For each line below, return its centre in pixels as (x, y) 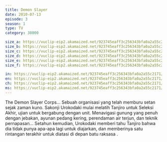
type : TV (14, 28)
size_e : (13, 60)
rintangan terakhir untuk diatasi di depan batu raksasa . (62, 134)
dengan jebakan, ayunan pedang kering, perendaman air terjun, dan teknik (82, 118)
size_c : (13, 51)
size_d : (13, 56)
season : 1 (15, 24)
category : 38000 (22, 33)
